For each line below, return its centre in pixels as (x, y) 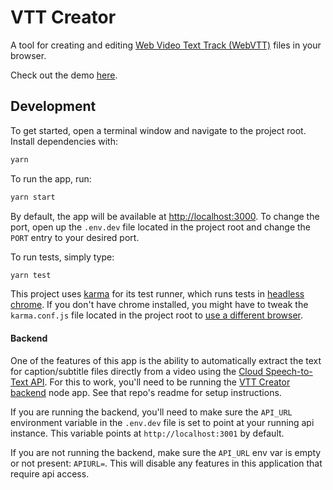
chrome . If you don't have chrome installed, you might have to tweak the (159, 305)
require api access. (50, 473)
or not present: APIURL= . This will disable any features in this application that (166, 463)
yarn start (33, 197)
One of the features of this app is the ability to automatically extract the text (166, 360)
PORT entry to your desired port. (75, 237)
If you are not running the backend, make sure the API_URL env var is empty (166, 452)
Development (53, 106)
